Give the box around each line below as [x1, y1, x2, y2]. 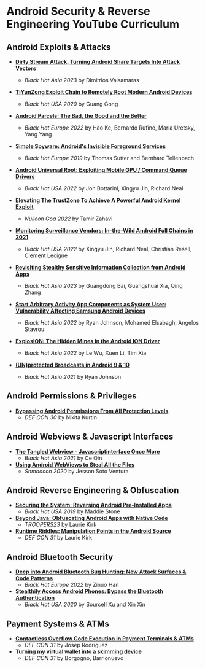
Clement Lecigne [24, 252, 68, 259]
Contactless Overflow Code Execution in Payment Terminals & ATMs [15, 635, 195, 642]
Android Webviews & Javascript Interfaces [6, 432, 174, 442]
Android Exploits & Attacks [6, 42, 111, 52]
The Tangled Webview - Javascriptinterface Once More [15, 448, 160, 455]
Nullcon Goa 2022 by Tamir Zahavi [24, 215, 113, 222]
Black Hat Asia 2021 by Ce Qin [24, 454, 102, 462]
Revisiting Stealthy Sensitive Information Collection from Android [15, 264, 186, 271]
